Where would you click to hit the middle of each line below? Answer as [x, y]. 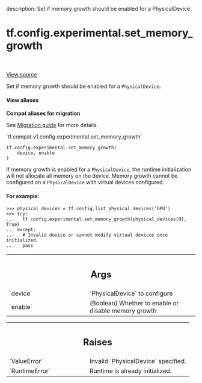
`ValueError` [26, 361]
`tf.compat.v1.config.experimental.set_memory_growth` [74, 137]
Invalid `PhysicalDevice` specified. [138, 361]
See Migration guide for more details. [52, 125]
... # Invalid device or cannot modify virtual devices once [87, 235]
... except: [21, 230]
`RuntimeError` [30, 371]
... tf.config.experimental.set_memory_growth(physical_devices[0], [96, 219]
